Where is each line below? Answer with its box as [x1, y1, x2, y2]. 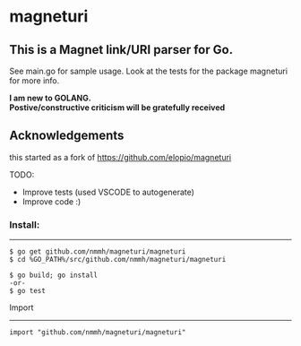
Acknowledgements [9, 128, 125, 143]
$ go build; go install [9, 271, 99, 280]
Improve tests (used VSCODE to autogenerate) [21, 186, 195, 197]
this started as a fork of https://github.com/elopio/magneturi [9, 151, 231, 162]
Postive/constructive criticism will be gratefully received [9, 102, 226, 113]
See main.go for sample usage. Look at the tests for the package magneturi [9, 65, 288, 76]
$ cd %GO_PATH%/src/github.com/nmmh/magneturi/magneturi [9, 255, 227, 264]
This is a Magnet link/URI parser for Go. [9, 42, 234, 57]
